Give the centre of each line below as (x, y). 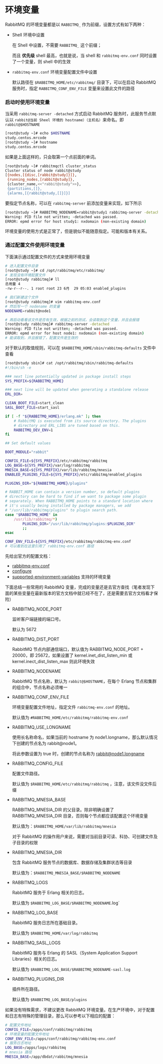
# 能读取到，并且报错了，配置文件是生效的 (42, 338)
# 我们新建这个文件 (22, 298)
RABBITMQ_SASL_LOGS (36, 943)
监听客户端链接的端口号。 (38, 619)
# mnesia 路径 (19, 1052)
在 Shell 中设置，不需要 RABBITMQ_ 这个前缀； (57, 45)
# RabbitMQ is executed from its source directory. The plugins (80, 421)
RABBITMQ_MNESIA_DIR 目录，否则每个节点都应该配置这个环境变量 (80, 816)
